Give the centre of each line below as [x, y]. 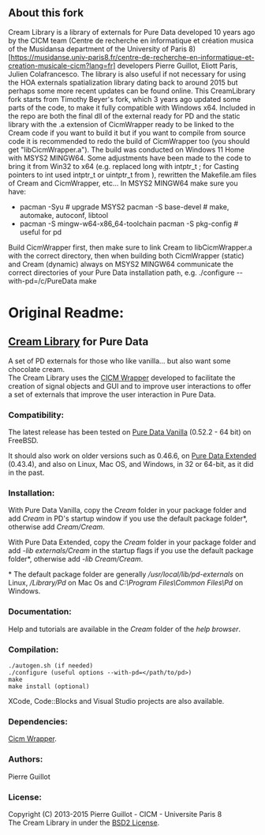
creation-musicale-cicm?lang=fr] [62, 66]
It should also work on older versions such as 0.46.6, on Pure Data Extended [132, 456]
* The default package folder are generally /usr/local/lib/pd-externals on [126, 574]
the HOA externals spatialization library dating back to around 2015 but [123, 82]
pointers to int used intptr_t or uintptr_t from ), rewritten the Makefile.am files [132, 175]
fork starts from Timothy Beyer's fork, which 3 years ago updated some [125, 99]
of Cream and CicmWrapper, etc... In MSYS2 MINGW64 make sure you [123, 183]
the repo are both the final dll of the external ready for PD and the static [124, 116]
